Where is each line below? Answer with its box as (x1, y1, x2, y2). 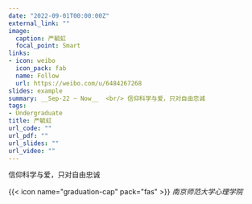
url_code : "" (8, 124, 52, 132)
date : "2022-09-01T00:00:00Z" (8, 11, 110, 20)
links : (8, 49, 31, 57)
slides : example (8, 86, 63, 95)
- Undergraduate (8, 110, 63, 118)
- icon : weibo (8, 57, 56, 65)
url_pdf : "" (8, 131, 48, 139)
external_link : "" (8, 19, 70, 27)
